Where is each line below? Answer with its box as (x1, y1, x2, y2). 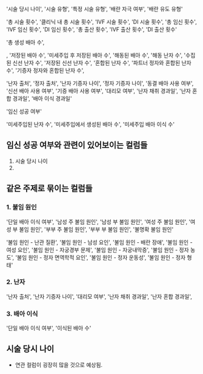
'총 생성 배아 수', (6, 39, 45, 46)
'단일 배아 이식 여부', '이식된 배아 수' (6, 324, 92, 332)
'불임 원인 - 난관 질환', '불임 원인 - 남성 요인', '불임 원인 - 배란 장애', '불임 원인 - (6, 239, 193, 246)
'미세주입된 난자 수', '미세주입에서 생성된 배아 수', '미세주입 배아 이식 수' (6, 121, 175, 127)
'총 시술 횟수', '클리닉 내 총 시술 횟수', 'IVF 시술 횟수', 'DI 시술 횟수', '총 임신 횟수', (6, 18, 197, 25)
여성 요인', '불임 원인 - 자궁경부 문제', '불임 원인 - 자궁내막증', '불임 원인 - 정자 (6, 246, 189, 253)
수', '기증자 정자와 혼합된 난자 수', (6, 67, 85, 74)
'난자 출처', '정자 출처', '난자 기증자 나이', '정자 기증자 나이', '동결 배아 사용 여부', (6, 80, 194, 87)
